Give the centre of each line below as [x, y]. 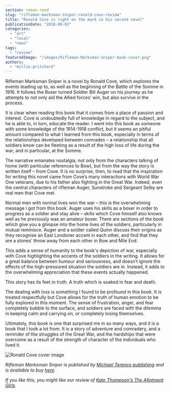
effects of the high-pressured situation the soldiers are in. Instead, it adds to [85, 267]
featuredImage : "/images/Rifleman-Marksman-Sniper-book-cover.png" [78, 57]
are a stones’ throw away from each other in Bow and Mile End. [72, 241]
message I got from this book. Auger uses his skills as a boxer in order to [82, 208]
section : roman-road [27, 10]
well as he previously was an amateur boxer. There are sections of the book [84, 219]
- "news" [19, 43]
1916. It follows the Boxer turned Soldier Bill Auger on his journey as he [79, 92]
